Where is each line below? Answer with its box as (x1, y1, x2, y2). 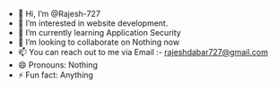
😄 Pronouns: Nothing (17, 60, 99, 70)
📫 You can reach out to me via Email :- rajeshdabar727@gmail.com (17, 47, 269, 57)
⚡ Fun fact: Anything (17, 69, 94, 80)
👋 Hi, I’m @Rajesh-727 (17, 9, 101, 19)
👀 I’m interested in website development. (17, 18, 169, 28)
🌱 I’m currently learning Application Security (17, 28, 181, 37)
